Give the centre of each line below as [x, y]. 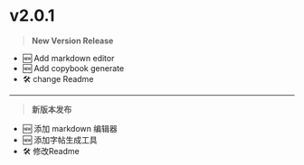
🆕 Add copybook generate [73, 68]
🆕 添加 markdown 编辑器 [70, 128]
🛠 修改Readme [51, 151]
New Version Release [72, 41]
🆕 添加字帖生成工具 [60, 140]
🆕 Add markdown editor [68, 58]
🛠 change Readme [58, 78]
